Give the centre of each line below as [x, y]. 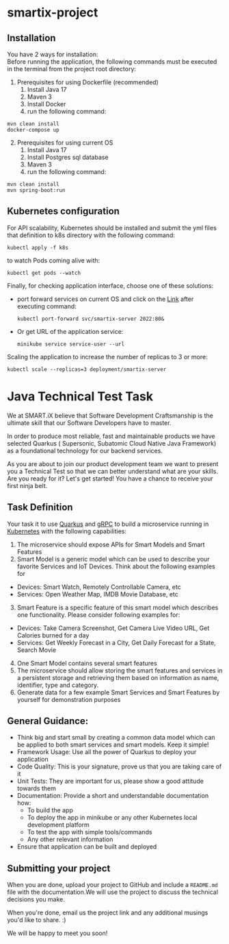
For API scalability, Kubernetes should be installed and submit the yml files [112, 228]
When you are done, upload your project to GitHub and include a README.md [112, 885]
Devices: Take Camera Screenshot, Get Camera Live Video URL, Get [113, 628]
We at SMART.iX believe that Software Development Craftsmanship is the [110, 415]
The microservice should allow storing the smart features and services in [120, 670]
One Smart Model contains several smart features [87, 663]
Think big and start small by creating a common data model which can [116, 738]
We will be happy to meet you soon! [57, 933]
